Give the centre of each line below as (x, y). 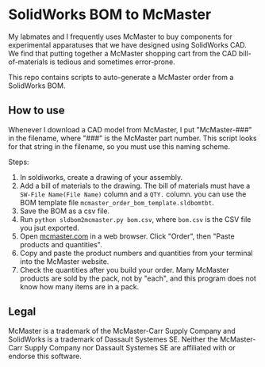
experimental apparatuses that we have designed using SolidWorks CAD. (128, 44)
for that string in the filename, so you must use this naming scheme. (119, 146)
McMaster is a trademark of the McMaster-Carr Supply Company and (122, 331)
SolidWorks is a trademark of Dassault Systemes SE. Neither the (113, 339)
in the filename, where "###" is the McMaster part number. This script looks (132, 138)
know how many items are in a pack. (79, 286)
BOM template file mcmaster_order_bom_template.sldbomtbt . (117, 202)
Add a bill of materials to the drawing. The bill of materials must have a (135, 185)
